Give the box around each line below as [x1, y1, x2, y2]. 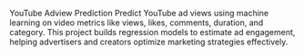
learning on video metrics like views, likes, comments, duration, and [9, 17, 264, 28]
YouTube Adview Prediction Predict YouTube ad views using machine [9, 8, 269, 18]
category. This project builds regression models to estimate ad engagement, [9, 27, 296, 37]
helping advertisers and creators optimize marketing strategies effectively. [9, 36, 289, 47]
